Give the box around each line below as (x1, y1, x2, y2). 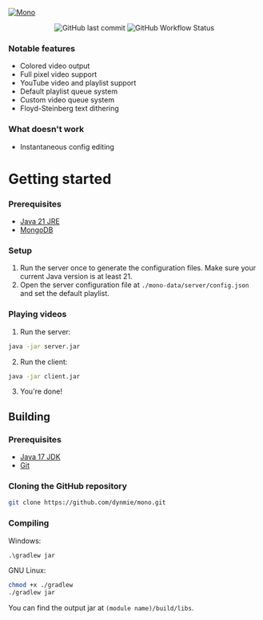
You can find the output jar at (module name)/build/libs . (8, 603, 194, 613)
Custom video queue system (19, 95, 114, 105)
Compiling (8, 518, 50, 529)
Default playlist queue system (19, 86, 118, 96)
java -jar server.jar (8, 342, 81, 350)
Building (8, 410, 50, 423)
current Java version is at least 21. (19, 272, 133, 282)
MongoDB (19, 225, 54, 235)
